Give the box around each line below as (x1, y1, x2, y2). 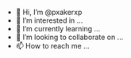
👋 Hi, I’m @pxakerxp (15, 8, 83, 16)
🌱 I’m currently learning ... (15, 24, 101, 33)
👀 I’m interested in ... (15, 16, 83, 25)
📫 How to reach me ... (15, 42, 90, 50)
